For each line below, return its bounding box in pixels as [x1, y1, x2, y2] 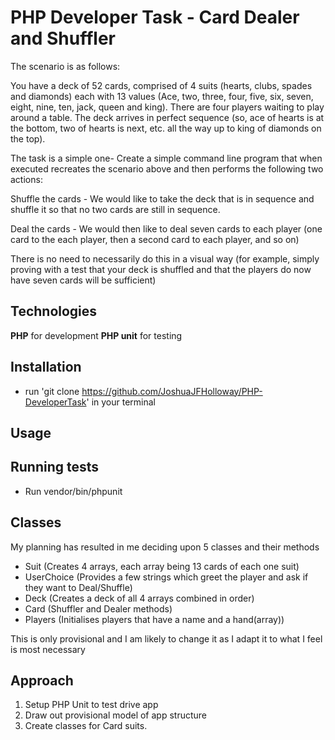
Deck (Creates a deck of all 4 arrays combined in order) [24, 592, 255, 604]
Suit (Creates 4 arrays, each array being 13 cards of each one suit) [24, 560, 300, 572]
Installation [10, 359, 82, 376]
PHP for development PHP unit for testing [10, 329, 183, 341]
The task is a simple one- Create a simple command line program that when [10, 152, 323, 164]
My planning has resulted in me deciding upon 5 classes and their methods [10, 541, 320, 553]
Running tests [10, 459, 100, 476]
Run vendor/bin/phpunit [24, 485, 123, 497]
